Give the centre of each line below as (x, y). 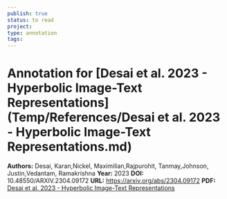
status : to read (30, 20)
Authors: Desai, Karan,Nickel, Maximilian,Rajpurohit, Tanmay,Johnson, (108, 166)
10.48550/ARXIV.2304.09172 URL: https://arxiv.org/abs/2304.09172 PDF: (111, 181)
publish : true (28, 13)
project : (20, 26)
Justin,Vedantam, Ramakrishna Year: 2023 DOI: (75, 173)
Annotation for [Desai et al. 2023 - (107, 74)
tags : (15, 39)
